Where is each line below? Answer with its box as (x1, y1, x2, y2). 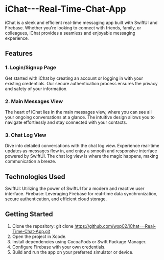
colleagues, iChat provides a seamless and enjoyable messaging (5, 30, 136, 36)
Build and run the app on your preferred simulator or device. (12, 249, 134, 255)
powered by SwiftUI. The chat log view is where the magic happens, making (5, 153, 158, 159)
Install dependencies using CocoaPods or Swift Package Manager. (12, 238, 147, 244)
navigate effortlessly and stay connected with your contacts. (5, 119, 127, 125)
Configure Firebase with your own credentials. (12, 244, 106, 250)
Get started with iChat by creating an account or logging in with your (5, 75, 143, 81)
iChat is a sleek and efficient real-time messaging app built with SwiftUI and (5, 20, 158, 25)
